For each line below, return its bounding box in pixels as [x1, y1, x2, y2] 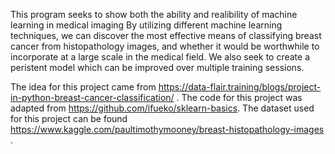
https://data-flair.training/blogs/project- [158, 81, 322, 93]
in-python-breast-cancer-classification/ [10, 92, 175, 103]
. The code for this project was [176, 92, 303, 103]
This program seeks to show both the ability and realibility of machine [10, 9, 298, 20]
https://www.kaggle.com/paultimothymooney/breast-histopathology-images [10, 124, 325, 135]
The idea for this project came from [10, 81, 157, 93]
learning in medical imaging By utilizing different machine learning [10, 19, 283, 31]
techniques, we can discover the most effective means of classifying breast [10, 30, 322, 41]
